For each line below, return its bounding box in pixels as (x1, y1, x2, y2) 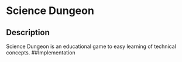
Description (6, 27, 50, 37)
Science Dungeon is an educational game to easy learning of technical (6, 43, 177, 50)
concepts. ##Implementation (6, 49, 75, 56)
